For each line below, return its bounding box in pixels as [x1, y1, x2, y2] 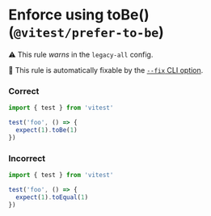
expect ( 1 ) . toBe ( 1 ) [15, 125, 78, 134]
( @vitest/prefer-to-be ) [8, 23, 164, 41]
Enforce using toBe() [8, 6, 150, 24]
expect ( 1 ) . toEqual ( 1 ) [15, 193, 89, 201]
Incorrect [8, 152, 46, 163]
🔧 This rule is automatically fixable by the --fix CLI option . [8, 65, 204, 74]
